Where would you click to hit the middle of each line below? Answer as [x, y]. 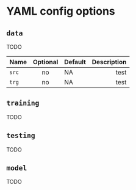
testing [21, 136]
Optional [45, 62]
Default [75, 62]
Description [109, 62]
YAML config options [61, 11]
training [23, 103]
